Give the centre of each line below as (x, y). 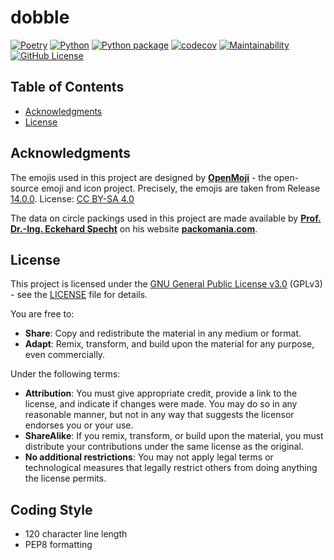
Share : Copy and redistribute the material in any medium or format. (163, 333)
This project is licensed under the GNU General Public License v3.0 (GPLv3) (166, 284)
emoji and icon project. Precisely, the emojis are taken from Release (181, 188)
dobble (40, 17)
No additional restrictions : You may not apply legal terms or (149, 457)
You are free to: (42, 314)
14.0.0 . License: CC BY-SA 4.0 (72, 198)
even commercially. (65, 355)
